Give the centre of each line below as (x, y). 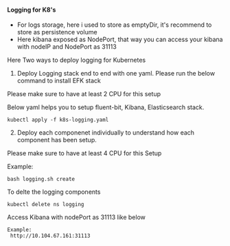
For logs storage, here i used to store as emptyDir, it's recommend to (114, 25)
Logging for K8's (32, 10)
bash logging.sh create (41, 179)
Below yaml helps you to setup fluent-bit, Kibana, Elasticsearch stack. (106, 107)
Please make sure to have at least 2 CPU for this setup (84, 94)
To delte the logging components (54, 192)
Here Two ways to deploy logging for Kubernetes (77, 60)
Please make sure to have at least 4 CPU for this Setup (84, 153)
